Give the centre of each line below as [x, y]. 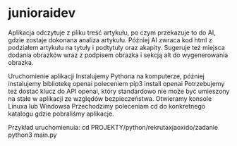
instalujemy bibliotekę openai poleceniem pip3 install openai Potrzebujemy [116, 83]
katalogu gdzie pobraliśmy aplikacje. [61, 114]
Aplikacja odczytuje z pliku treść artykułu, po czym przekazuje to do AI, [112, 32]
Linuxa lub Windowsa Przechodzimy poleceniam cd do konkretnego [107, 106]
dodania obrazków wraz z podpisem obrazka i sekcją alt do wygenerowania [118, 55]
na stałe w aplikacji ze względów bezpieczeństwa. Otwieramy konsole [110, 98]
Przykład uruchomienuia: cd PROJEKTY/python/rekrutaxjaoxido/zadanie [113, 127]
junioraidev [42, 13]
